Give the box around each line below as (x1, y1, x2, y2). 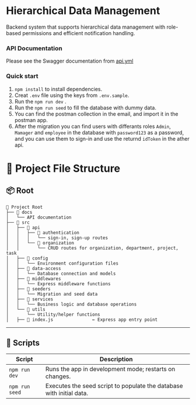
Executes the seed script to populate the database (45, 382, 183, 390)
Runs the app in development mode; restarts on (45, 365, 176, 373)
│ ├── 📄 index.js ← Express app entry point (6, 317, 158, 323)
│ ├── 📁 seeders (6, 286, 51, 292)
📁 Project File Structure (6, 162, 121, 175)
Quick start (6, 72, 39, 80)
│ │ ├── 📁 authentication (6, 230, 80, 236)
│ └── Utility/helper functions (6, 311, 100, 317)
